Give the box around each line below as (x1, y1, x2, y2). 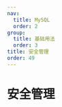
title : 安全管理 (7, 49, 49, 56)
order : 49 (7, 55, 35, 62)
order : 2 (13, 23, 38, 29)
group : (7, 29, 26, 36)
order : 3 (13, 42, 38, 49)
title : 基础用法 (13, 36, 56, 43)
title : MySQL (13, 16, 50, 23)
